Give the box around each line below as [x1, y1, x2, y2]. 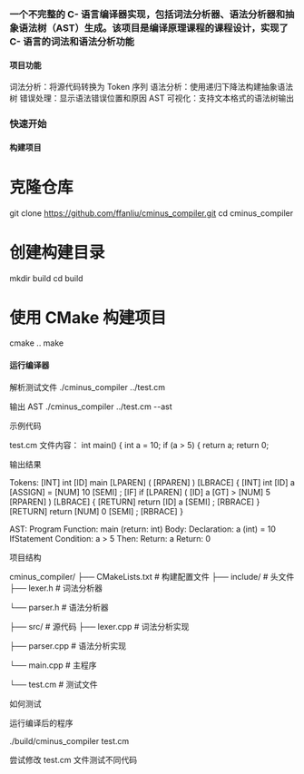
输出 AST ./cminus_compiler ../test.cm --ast [9, 401, 172, 412]
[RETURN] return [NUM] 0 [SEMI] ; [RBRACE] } [9, 505, 184, 516]
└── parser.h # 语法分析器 [9, 602, 109, 612]
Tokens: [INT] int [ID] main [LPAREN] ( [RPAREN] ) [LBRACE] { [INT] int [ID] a [9, 476, 295, 487]
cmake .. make [9, 338, 64, 348]
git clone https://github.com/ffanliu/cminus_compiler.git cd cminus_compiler [9, 207, 293, 219]
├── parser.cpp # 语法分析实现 [9, 640, 127, 651]
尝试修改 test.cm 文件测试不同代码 [9, 754, 138, 765]
